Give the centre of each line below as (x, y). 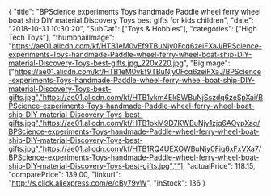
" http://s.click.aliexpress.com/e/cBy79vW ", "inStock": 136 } (107, 183)
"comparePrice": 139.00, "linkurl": (65, 174)
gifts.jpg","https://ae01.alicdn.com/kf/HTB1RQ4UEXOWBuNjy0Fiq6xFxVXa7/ (135, 149)
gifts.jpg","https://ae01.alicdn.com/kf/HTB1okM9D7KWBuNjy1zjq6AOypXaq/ (134, 123)
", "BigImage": (207, 63)
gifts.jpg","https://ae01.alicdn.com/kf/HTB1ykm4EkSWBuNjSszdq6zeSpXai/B (136, 97)
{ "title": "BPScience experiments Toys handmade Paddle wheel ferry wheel (135, 12)
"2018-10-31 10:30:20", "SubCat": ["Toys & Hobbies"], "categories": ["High (133, 29)
